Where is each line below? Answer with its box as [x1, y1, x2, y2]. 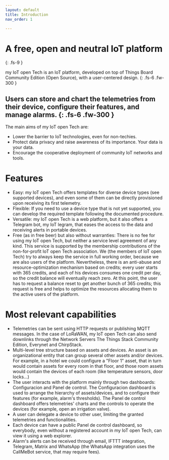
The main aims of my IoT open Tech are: [5, 124, 89, 130]
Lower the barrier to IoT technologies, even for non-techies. [12, 134, 137, 140]
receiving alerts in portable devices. [12, 227, 87, 233]
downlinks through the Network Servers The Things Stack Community [12, 336, 159, 342]
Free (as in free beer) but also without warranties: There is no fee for [12, 233, 155, 239]
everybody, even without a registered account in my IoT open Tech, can [12, 427, 162, 433]
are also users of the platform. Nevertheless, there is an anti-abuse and [12, 259, 161, 265]
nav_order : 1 [5, 17, 33, 22]
